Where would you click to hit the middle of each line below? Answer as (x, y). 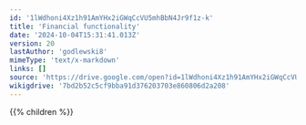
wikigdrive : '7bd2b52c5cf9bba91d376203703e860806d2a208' (120, 86)
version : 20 (32, 43)
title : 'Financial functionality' (75, 26)
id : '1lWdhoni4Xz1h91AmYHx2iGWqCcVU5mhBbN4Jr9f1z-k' (112, 18)
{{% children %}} (42, 111)
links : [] (28, 69)
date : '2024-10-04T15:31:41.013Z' (75, 35)
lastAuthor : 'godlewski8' (58, 52)
